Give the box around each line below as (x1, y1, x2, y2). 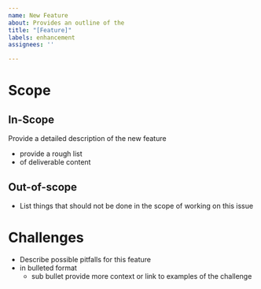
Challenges (8, 229, 84, 246)
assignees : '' (8, 41, 55, 49)
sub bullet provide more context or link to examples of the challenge (31, 271, 252, 280)
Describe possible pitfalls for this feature (19, 254, 152, 264)
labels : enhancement (8, 33, 76, 42)
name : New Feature (8, 11, 68, 20)
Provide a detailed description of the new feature (8, 134, 167, 143)
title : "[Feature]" (8, 26, 72, 34)
